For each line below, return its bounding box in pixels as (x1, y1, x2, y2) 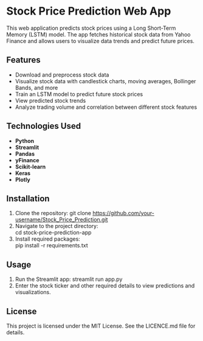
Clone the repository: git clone (15, 210, 91, 217)
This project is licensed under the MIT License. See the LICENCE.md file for (6, 322, 196, 329)
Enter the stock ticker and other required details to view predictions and (15, 282, 195, 289)
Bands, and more (15, 84, 58, 91)
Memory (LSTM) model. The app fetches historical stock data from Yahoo (6, 30, 191, 38)
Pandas (15, 150, 35, 157)
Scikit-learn (15, 163, 46, 170)
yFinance (15, 156, 40, 164)
